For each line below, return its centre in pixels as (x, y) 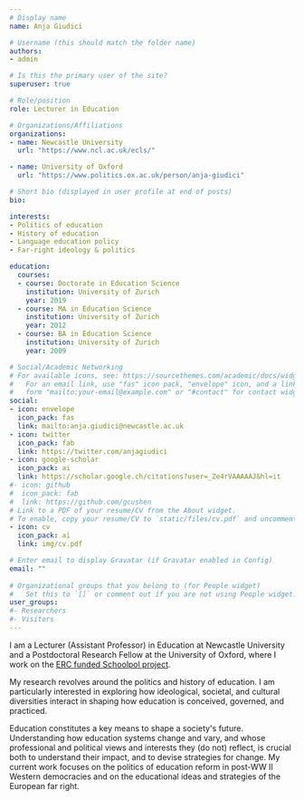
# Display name (38, 18)
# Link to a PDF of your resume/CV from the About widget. (123, 510)
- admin (24, 60)
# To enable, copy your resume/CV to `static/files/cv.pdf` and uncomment (153, 519)
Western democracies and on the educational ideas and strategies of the (145, 776)
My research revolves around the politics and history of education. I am (142, 681)
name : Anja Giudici (46, 26)
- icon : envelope (42, 410)
